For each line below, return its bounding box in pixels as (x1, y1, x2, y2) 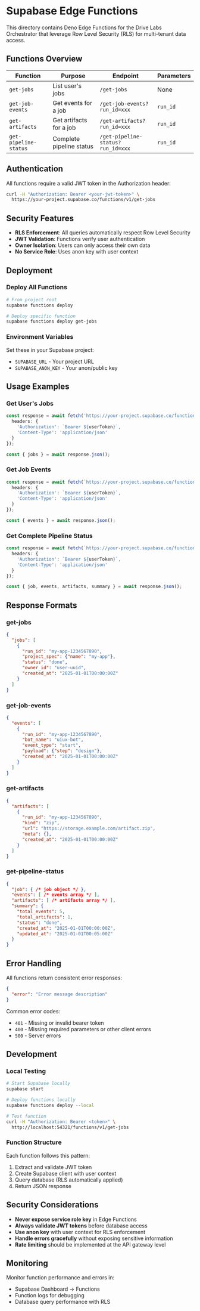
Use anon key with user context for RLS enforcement (14, 1228, 146, 1235)
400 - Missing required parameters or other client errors (14, 1025, 151, 1032)
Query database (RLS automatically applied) (14, 1176, 123, 1183)
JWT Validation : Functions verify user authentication (14, 236, 145, 243)
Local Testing (6, 1066, 46, 1075)
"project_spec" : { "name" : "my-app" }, (21, 654, 116, 660)
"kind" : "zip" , (21, 820, 60, 826)
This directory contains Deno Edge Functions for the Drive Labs (6, 24, 162, 31)
